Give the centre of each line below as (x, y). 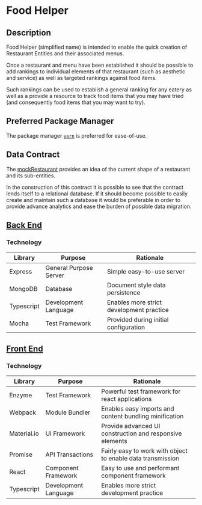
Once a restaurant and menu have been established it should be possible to (100, 65)
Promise (21, 454)
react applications (127, 399)
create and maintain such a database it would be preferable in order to (93, 200)
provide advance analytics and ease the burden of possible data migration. (99, 206)
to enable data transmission (140, 458)
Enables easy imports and (138, 409)
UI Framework (65, 433)
